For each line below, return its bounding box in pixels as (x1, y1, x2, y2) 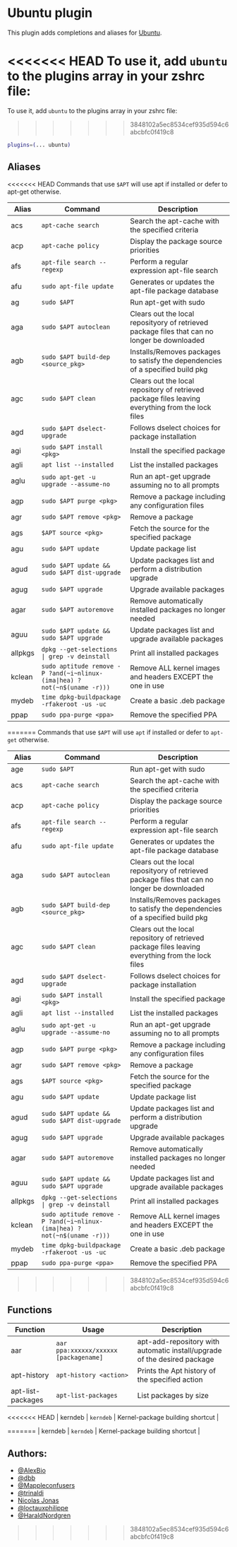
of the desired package (137, 1355, 214, 1365)
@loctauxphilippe (17, 1504, 68, 1512)
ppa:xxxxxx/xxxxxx (56, 1346, 118, 1355)
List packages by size (137, 1391, 209, 1401)
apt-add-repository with (137, 1337, 220, 1347)
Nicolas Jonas (17, 1496, 59, 1505)
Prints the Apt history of (137, 1366, 217, 1376)
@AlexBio (17, 1466, 46, 1475)
